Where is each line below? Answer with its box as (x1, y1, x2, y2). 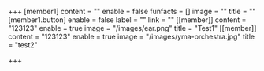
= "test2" (8, 40, 38, 50)
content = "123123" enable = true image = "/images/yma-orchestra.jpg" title (8, 32, 255, 41)
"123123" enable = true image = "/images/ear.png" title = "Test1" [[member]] (8, 24, 257, 32)
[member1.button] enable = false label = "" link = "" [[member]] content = (8, 15, 247, 24)
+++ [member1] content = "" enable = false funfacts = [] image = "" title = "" (8, 7, 256, 16)
